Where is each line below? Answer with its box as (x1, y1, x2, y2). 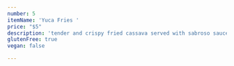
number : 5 (7, 10, 36, 17)
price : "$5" (7, 23, 42, 30)
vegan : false (7, 42, 45, 49)
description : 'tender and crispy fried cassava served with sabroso (7, 29, 210, 37)
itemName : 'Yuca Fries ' (7, 17, 79, 24)
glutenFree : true (7, 36, 58, 43)
